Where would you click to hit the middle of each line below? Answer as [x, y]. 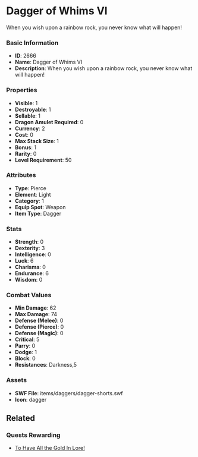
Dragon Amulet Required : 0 [49, 122]
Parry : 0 [25, 346]
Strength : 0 [29, 242]
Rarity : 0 [26, 153]
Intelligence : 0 [33, 254]
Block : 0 [25, 358]
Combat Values [29, 295]
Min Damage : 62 [35, 308]
